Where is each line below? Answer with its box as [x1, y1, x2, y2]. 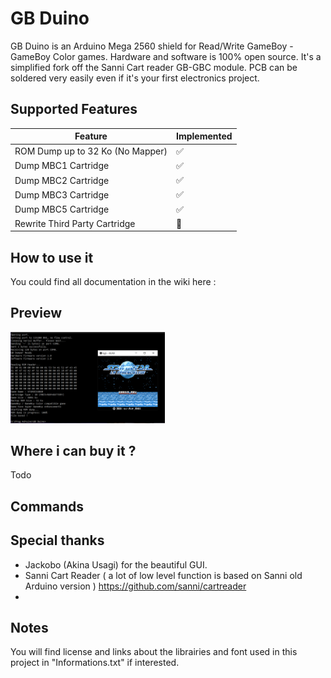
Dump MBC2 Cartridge [14, 174, 110, 186]
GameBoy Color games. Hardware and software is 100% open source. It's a [10, 50, 322, 62]
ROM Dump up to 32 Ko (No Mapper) [14, 145, 168, 157]
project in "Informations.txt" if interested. [10, 657, 180, 669]
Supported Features [10, 101, 138, 118]
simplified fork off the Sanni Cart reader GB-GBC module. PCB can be [10, 61, 298, 73]
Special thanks [10, 532, 105, 549]
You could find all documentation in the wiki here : [10, 276, 217, 288]
